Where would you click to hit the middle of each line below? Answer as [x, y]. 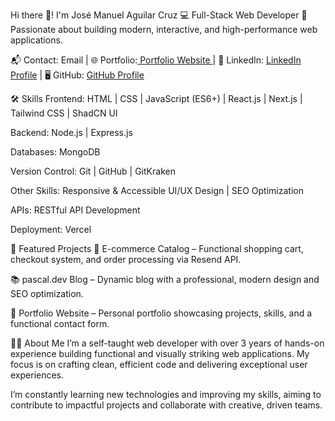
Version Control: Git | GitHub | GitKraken [93, 171]
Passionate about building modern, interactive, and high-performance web [164, 29]
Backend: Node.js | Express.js [71, 132]
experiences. [37, 375]
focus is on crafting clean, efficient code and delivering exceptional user [159, 364]
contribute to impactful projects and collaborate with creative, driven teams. [166, 405]
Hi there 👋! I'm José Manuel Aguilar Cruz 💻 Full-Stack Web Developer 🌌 [159, 15]
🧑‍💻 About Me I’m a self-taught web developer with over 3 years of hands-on [167, 343]
